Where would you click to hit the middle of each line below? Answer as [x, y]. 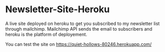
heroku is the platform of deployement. [46, 34]
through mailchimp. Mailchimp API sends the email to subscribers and [79, 29]
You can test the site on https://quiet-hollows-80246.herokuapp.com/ [78, 44]
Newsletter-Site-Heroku [57, 9]
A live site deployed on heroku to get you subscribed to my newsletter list [82, 23]
